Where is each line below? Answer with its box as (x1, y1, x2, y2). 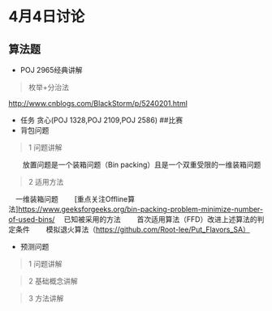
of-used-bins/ (8, 215, 55, 224)
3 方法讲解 (28, 293, 64, 303)
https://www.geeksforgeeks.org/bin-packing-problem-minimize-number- (18, 204, 264, 214)
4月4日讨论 (8, 7, 85, 26)
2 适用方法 (28, 177, 64, 186)
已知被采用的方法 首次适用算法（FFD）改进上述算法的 (63, 215, 257, 224)
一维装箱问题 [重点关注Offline (15, 194, 128, 203)
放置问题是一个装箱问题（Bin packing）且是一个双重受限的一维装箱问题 (23, 160, 261, 169)
